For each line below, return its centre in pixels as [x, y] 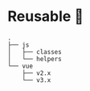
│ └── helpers [35, 59]
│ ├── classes [35, 52]
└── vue [20, 66]
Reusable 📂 [46, 17]
